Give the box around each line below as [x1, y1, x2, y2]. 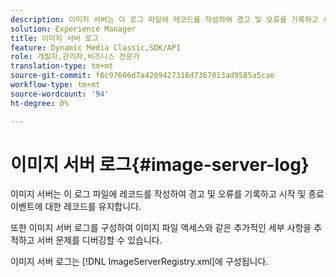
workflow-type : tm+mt [10, 80, 101, 90]
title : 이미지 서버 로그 [10, 33, 100, 43]
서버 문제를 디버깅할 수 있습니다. [36, 234, 163, 246]
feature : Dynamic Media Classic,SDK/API [10, 42, 182, 53]
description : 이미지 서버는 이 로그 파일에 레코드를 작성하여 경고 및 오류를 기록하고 [10, 14, 319, 25]
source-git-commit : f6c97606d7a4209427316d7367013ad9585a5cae [10, 71, 275, 81]
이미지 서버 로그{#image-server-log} [10, 153, 310, 176]
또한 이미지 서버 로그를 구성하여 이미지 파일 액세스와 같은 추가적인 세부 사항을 [10, 222, 312, 234]
